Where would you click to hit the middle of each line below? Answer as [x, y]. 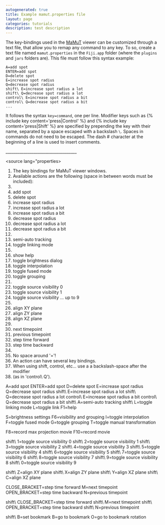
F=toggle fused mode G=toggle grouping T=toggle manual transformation [81, 422]
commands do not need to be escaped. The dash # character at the [75, 137]
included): [23, 181]
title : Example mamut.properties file [45, 14]
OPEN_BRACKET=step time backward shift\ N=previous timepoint [73, 508]
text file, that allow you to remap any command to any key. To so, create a [81, 48]
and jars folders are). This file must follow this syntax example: [70, 58]
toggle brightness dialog [38, 261]
